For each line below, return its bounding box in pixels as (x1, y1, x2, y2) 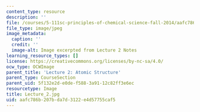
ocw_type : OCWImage (6, 63, 55, 70)
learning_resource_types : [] (6, 53, 79, 59)
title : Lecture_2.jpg (6, 91, 60, 97)
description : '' (6, 14, 46, 20)
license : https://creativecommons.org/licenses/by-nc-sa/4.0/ (6, 58, 164, 64)
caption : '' (11, 36, 42, 42)
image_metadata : (6, 31, 46, 37)
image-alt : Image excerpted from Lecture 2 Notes (11, 47, 137, 53)
